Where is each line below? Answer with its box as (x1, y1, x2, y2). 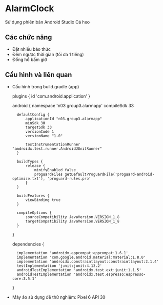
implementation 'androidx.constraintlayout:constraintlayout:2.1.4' (17, 259, 159, 264)
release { (25, 163, 45, 168)
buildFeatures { (17, 193, 50, 198)
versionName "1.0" (25, 133, 63, 138)
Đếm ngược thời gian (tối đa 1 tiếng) (12, 51, 84, 57)
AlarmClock (5, 3, 55, 14)
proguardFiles (34, 172, 63, 177)
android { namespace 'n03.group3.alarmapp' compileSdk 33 (12, 102, 134, 108)
